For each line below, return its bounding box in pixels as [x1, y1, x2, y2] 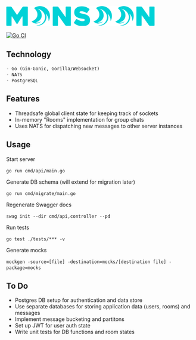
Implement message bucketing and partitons [14, 316, 125, 323]
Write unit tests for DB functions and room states [14, 328, 135, 336]
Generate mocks [6, 246, 47, 254]
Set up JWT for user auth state [14, 322, 91, 329]
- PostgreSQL [6, 78, 39, 84]
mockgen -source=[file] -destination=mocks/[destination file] [6, 259, 167, 265]
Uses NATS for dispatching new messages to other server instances [14, 122, 183, 129]
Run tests [6, 224, 30, 231]
